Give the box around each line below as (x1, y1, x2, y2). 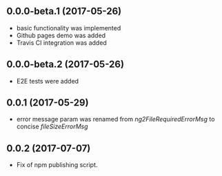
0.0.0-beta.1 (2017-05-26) (6, 6, 122, 17)
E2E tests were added (16, 77, 79, 85)
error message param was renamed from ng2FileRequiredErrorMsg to (16, 115, 215, 124)
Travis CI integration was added (16, 38, 108, 47)
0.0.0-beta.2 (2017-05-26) (6, 59, 125, 70)
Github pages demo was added (16, 31, 106, 39)
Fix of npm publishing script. (16, 161, 98, 169)
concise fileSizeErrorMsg (16, 122, 88, 130)
